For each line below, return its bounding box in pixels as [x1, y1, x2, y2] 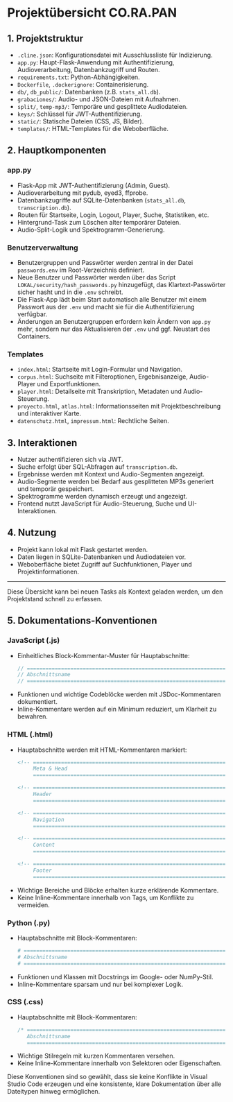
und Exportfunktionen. [37, 380, 101, 388]
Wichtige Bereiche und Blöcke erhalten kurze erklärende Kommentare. [17, 886, 219, 894]
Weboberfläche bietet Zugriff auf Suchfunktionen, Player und [17, 560, 192, 568]
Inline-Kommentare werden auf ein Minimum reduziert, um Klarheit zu [17, 705, 217, 714]
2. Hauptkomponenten [7, 144, 107, 157]
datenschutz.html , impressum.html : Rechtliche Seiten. [17, 417, 169, 425]
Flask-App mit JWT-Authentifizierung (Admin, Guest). [17, 181, 171, 189]
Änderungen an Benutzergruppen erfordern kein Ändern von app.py [17, 317, 212, 325]
